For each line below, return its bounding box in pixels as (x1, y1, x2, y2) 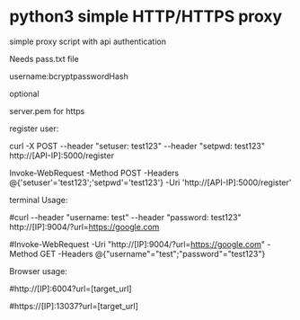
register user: (9, 123, 59, 134)
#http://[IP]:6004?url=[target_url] (9, 283, 132, 294)
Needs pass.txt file (9, 53, 79, 64)
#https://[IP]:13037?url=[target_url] (9, 300, 139, 311)
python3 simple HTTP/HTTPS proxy (9, 6, 283, 27)
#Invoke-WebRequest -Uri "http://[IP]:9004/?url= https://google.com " (9, 238, 266, 249)
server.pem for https (9, 105, 85, 116)
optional (9, 88, 40, 99)
